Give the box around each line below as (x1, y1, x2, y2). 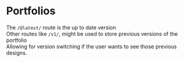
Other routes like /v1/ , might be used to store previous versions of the (6, 30, 178, 37)
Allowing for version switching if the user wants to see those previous (6, 43, 177, 50)
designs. (6, 49, 27, 56)
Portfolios (6, 4, 56, 18)
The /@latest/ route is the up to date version (6, 24, 116, 31)
